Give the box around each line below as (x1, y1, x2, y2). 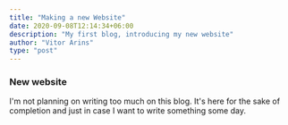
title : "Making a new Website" (9, 12, 126, 22)
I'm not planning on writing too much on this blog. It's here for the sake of (9, 96, 280, 107)
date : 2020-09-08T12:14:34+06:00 (9, 21, 134, 30)
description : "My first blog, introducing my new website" (9, 29, 234, 38)
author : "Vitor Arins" (9, 37, 94, 47)
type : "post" (9, 46, 58, 55)
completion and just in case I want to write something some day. (9, 105, 246, 116)
